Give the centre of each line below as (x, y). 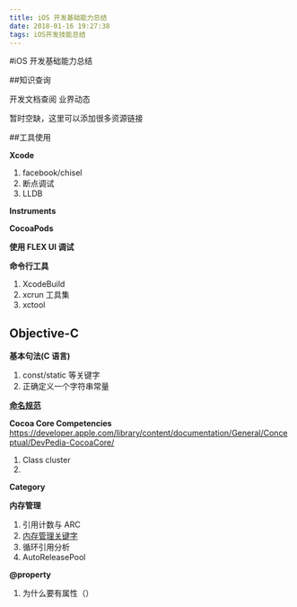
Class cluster (46, 460)
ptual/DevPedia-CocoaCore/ (62, 442)
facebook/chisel (52, 173)
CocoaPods (31, 228)
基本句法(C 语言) (40, 356)
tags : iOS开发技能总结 (48, 34)
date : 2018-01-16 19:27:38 (60, 26)
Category (27, 487)
